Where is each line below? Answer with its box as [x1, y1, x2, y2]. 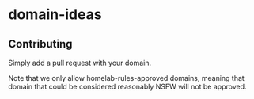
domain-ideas [8, 6, 102, 24]
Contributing [8, 37, 73, 51]
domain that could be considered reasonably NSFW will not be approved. [8, 82, 247, 91]
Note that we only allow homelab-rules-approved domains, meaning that [8, 74, 245, 82]
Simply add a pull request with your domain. [8, 58, 152, 67]
